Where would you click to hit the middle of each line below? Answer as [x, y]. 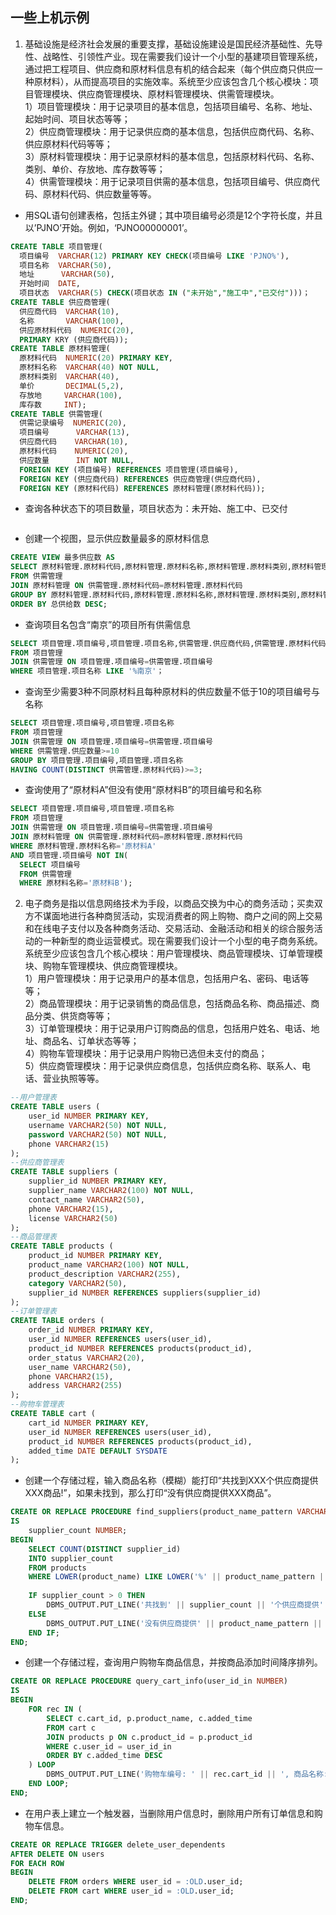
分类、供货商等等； [73, 1016]
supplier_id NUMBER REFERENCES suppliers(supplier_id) [145, 1293]
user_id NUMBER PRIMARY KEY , [89, 1116]
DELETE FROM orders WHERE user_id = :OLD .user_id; [136, 1882]
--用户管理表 [33, 1098]
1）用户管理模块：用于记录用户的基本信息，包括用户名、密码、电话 [162, 979]
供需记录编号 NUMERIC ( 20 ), [73, 423]
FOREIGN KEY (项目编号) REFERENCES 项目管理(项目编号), [129, 469]
